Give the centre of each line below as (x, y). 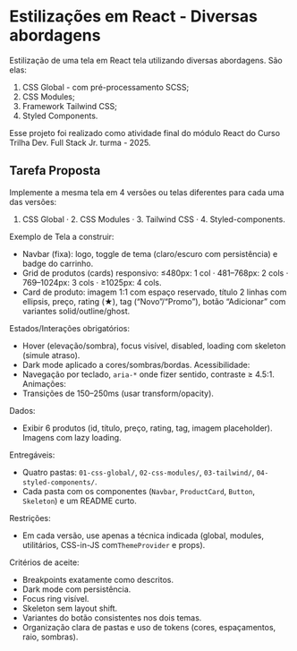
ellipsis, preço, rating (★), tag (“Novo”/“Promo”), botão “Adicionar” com (154, 301)
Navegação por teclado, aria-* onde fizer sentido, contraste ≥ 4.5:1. (148, 374)
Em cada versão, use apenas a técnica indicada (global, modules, (143, 535)
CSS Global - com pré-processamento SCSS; (106, 87)
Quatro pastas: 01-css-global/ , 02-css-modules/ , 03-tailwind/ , (138, 472)
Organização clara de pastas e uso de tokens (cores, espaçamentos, (149, 627)
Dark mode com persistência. (76, 589)
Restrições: (30, 518)
